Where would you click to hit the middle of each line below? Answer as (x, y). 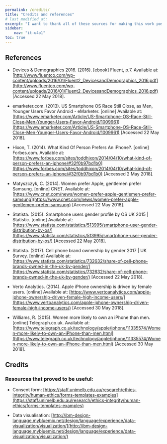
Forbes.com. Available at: (38, 152)
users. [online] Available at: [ (42, 292)
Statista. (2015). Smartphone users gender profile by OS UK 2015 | (80, 214)
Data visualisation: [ (33, 415)
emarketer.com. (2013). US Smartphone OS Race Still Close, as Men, (83, 106)
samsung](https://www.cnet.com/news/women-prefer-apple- (76, 199)
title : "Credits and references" (40, 14)
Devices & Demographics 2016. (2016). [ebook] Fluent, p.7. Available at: (85, 70)
